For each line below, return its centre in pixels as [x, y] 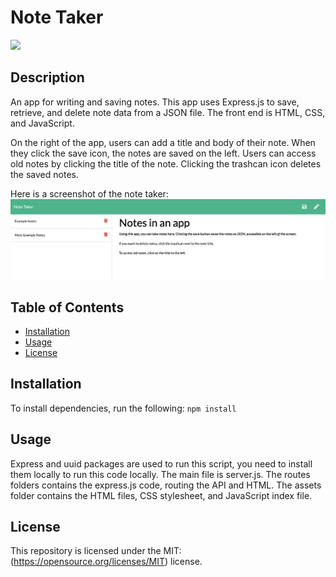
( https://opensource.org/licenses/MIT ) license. [106, 562]
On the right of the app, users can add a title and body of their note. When [163, 142]
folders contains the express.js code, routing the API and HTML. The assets [166, 485]
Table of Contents [67, 307]
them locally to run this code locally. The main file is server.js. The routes [160, 474]
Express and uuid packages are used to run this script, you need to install [161, 463]
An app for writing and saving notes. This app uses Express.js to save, [155, 102]
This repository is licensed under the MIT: [96, 551]
